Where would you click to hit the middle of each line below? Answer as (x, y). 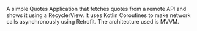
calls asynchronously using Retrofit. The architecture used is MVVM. (93, 22)
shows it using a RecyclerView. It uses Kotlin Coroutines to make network (98, 15)
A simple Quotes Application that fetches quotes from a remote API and (96, 9)
